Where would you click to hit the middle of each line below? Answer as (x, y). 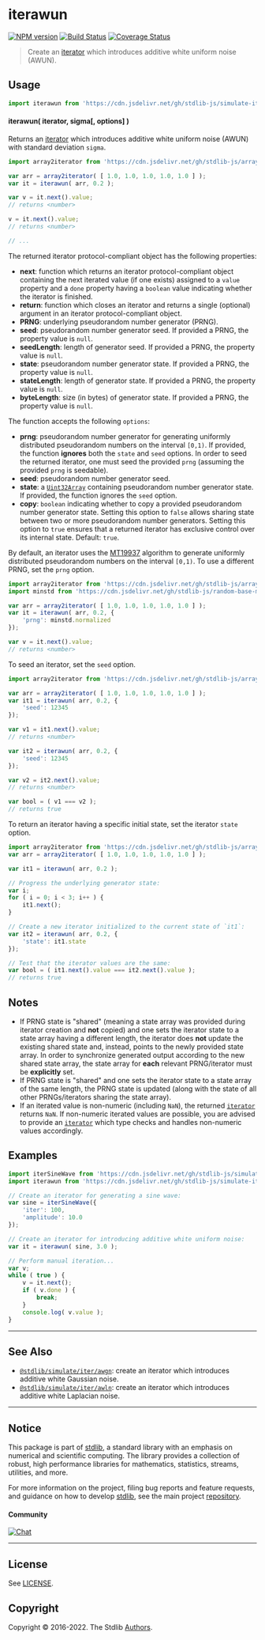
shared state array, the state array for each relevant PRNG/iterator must (136, 1064)
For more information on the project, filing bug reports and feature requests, (131, 1488)
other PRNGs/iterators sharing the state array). (95, 1097)
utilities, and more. (38, 1472)
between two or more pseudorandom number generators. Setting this (132, 521)
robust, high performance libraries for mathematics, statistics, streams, (123, 1464)
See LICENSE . (31, 1583)
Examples (33, 1155)
